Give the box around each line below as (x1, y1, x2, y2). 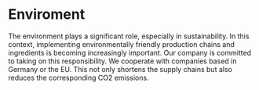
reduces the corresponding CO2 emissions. (8, 73, 149, 82)
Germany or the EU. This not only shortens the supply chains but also (8, 64, 233, 74)
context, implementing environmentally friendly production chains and (8, 39, 235, 49)
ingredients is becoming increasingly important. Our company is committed (8, 48, 252, 57)
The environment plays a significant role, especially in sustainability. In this (8, 31, 250, 41)
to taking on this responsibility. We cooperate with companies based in (8, 56, 237, 66)
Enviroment (8, 5, 86, 23)
